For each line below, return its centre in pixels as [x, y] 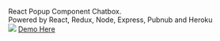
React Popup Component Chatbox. [65, 11]
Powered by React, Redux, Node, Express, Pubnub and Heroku [110, 20]
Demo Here [36, 29]
